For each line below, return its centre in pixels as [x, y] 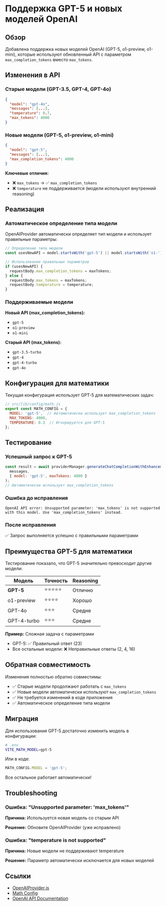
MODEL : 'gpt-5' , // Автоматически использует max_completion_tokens [83, 414]
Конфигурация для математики [57, 383]
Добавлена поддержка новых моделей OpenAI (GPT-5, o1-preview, [75, 49]
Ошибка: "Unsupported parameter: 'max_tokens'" [67, 807]
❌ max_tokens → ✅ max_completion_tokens [55, 183]
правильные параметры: [31, 239]
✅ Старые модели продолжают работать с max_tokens [69, 686]
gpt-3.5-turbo [27, 353]
